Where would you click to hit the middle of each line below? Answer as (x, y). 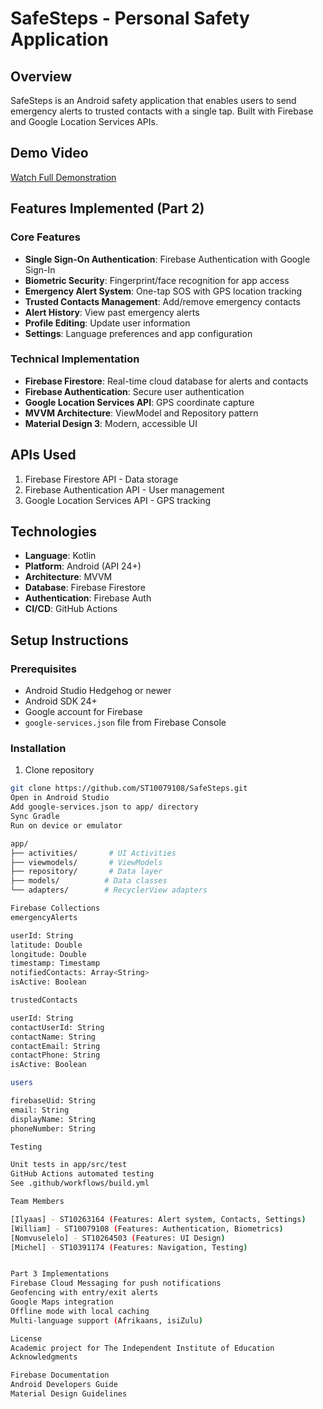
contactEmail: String (55, 1046)
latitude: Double (46, 945)
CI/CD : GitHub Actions (71, 609)
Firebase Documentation (60, 1375)
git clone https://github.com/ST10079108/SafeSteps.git (129, 788)
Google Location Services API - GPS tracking (117, 500)
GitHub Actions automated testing (82, 1174)
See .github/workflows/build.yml (80, 1183)
